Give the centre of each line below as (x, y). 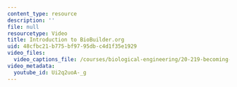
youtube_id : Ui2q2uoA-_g (50, 72)
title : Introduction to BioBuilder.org (66, 40)
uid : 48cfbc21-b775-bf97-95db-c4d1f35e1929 (72, 46)
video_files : (26, 53)
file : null (23, 27)
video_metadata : (31, 66)
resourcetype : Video (38, 33)
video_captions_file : (45, 60)
